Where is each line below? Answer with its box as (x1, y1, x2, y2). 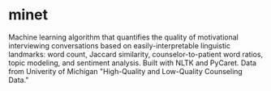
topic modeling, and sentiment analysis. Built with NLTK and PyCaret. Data (8, 58, 257, 68)
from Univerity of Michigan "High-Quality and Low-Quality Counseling (8, 66, 243, 76)
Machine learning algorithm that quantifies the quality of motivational (8, 32, 239, 42)
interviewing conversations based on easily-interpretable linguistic (8, 40, 231, 50)
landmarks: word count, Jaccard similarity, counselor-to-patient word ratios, (8, 49, 264, 59)
